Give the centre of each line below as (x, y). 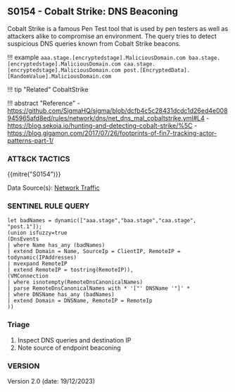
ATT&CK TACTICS (39, 159)
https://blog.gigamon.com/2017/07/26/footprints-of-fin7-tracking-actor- (112, 133)
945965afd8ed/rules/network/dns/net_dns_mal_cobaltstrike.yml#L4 (106, 118)
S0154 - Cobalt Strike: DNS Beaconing (93, 12)
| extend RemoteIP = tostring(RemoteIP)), (70, 270)
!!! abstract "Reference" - (44, 103)
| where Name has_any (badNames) (56, 245)
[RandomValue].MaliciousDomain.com (59, 76)
